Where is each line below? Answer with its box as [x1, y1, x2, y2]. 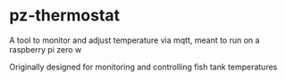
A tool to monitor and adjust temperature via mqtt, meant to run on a [9, 35, 260, 45]
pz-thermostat [9, 5, 121, 26]
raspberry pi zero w [9, 44, 82, 54]
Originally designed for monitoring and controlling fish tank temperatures [9, 61, 278, 72]
